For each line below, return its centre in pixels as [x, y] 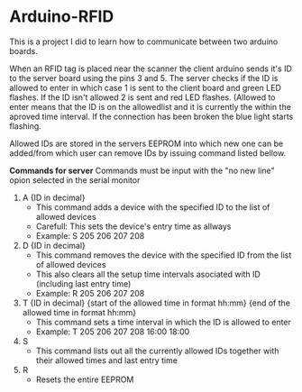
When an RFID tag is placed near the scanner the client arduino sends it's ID [151, 68]
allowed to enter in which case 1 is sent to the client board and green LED [146, 87]
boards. [23, 50]
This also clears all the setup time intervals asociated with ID [148, 274]
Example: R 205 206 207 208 [90, 293]
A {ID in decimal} [54, 197]
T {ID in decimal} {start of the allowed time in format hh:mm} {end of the [156, 303]
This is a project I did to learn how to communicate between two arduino [144, 41]
